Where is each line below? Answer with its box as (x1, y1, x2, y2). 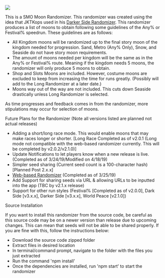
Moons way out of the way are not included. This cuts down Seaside (12, 86, 151, 92)
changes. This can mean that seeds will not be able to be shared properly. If (5, 222, 159, 228)
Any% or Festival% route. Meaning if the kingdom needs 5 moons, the (12, 60, 155, 66)
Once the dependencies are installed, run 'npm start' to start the (12, 263, 142, 269)
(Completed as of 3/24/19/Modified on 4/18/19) (12, 157, 108, 162)
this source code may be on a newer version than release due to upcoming (5, 217, 157, 223)
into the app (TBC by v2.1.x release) (12, 183, 84, 188)
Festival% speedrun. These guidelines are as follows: (5, 29, 113, 35)
